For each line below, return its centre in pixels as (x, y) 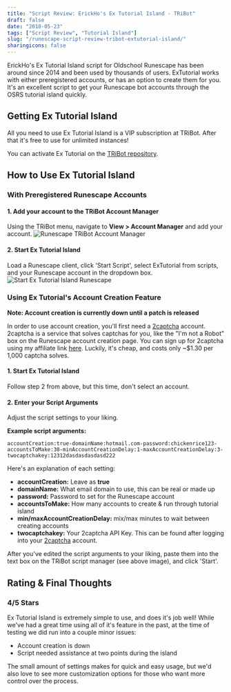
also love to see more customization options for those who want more (106, 673)
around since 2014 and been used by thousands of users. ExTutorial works (113, 72)
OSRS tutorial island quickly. (47, 95)
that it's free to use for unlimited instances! (68, 140)
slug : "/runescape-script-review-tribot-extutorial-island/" (97, 39)
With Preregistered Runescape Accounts (77, 195)
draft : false (26, 20)
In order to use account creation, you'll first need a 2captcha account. (106, 326)
